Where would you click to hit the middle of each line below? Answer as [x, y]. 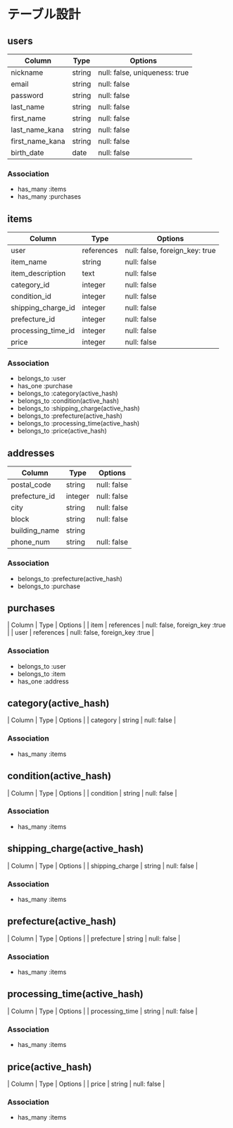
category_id [30, 285]
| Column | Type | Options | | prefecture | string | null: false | [94, 938]
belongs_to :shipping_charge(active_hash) [78, 409]
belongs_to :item [42, 674]
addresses [31, 453]
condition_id [31, 297]
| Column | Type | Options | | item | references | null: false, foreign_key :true [117, 625]
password [27, 95]
